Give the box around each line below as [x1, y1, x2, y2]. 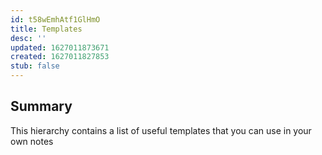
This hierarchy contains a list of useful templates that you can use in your [10, 124, 312, 136]
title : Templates [10, 24, 83, 34]
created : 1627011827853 [10, 52, 110, 62]
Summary [10, 98, 73, 115]
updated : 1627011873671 [10, 42, 110, 53]
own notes [10, 135, 54, 147]
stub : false [10, 61, 60, 71]
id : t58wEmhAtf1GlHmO [10, 14, 101, 25]
